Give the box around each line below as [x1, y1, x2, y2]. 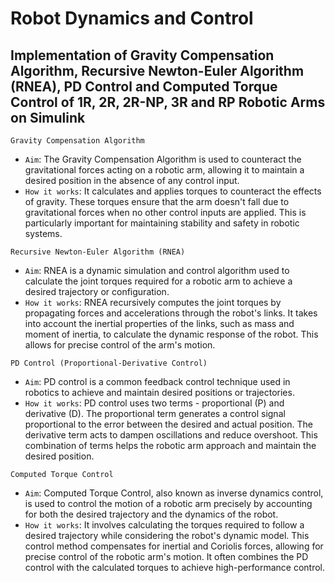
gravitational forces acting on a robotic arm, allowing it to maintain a [24, 164, 305, 176]
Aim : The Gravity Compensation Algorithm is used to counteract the [24, 153, 302, 165]
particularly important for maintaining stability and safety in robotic [24, 217, 300, 229]
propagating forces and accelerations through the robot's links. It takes [24, 307, 318, 319]
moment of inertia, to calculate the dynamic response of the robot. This [24, 328, 319, 340]
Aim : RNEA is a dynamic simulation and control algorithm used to [24, 265, 290, 276]
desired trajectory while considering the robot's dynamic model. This [24, 530, 310, 541]
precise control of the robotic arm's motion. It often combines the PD [24, 551, 309, 562]
